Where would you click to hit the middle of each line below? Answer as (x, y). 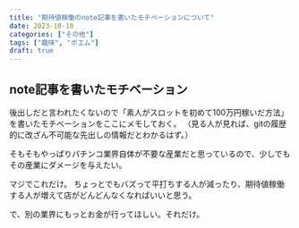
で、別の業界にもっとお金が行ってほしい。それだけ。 (107, 214)
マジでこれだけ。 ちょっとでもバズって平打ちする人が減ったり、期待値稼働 (147, 183)
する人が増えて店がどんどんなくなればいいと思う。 (103, 195)
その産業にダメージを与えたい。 (68, 165)
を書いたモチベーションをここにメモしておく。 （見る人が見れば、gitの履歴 (148, 123)
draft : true (31, 51)
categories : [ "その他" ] (51, 34)
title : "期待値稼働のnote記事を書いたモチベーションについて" (112, 17)
